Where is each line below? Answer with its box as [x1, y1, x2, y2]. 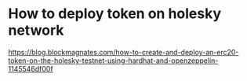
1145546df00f [8, 64, 53, 73]
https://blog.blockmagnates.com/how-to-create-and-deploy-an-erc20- [8, 47, 239, 57]
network [8, 21, 64, 39]
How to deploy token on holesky [8, 5, 222, 23]
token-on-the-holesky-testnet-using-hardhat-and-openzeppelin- [8, 56, 219, 65]
